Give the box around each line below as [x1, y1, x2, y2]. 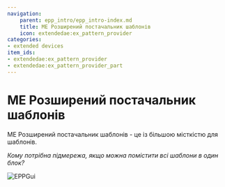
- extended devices [7, 43, 64, 50]
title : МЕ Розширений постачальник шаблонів [20, 23, 151, 30]
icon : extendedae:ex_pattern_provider [20, 29, 132, 37]
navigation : [7, 10, 42, 17]
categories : [7, 36, 42, 43]
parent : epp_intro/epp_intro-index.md [20, 17, 132, 24]
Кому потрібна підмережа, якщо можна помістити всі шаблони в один [7, 151, 219, 159]
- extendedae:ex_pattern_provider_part [7, 62, 123, 69]
